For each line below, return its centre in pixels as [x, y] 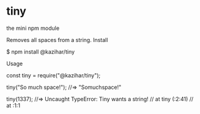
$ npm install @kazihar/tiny [41, 52]
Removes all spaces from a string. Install [57, 40]
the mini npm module [33, 28]
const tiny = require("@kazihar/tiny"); [54, 75]
